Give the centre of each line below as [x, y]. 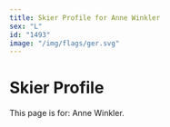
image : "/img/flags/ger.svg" [65, 43]
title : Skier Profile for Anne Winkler [85, 18]
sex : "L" [26, 26]
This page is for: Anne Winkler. [67, 113]
